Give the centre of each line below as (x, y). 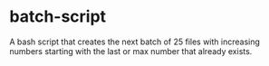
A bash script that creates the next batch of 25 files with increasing (135, 42)
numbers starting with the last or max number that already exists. (131, 51)
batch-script (58, 17)
